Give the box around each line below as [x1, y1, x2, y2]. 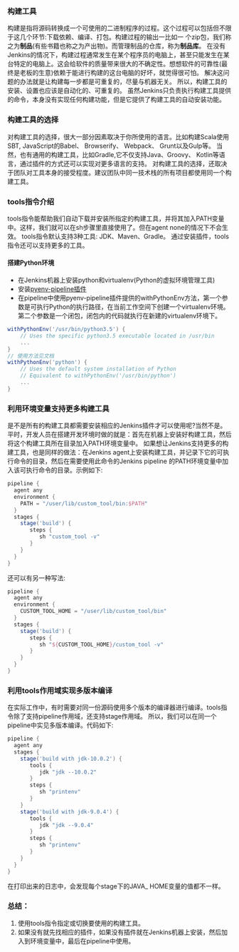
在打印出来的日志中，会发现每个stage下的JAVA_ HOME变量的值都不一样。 [7, 881, 225, 890]
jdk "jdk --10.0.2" [38, 769, 97, 776]
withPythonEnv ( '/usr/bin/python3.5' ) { [7, 326, 126, 333]
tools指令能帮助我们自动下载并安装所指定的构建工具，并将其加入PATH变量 [7, 214, 225, 223]
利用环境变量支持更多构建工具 [7, 403, 110, 413]
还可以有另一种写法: [7, 573, 66, 582]
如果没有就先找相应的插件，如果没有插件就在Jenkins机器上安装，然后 [17, 928, 222, 936]
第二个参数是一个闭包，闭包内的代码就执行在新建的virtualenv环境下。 [17, 312, 222, 320]
